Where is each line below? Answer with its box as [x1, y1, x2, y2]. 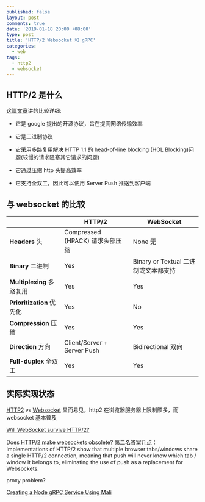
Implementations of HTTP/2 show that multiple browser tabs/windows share [6, 445, 198, 453]
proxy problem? [6, 476, 46, 484]
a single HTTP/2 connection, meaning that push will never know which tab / [6, 452, 196, 459]
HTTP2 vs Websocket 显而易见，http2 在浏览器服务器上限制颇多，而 [6, 406, 179, 414]
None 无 [133, 237, 157, 246]
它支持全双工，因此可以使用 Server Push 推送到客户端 [15, 179, 151, 187]
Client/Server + [63, 339, 108, 346]
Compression [9, 319, 50, 327]
